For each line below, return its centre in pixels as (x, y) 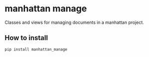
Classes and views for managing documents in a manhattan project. (74, 22)
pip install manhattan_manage (36, 49)
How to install (26, 38)
